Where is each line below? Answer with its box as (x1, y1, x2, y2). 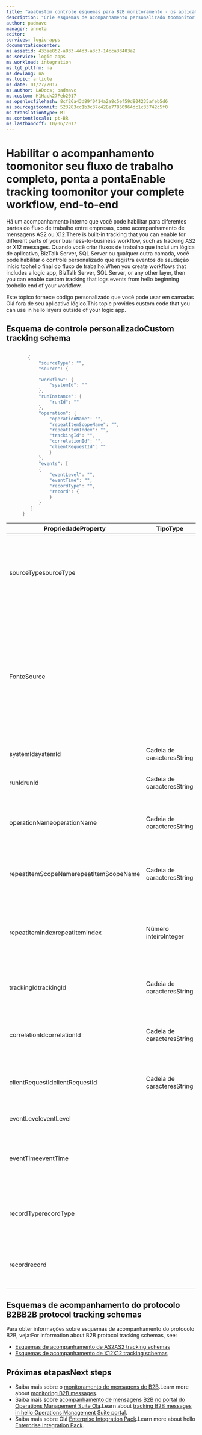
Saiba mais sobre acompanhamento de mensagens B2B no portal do (14, 1396, 185, 1403)
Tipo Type (156, 525, 183, 533)
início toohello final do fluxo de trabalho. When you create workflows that (6, 263, 186, 270)
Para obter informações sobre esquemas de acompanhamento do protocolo (6, 1325, 195, 1333)
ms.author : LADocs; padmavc (6, 87, 77, 93)
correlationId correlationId (9, 1031, 81, 1039)
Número (146, 925, 170, 933)
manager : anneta (6, 25, 47, 32)
